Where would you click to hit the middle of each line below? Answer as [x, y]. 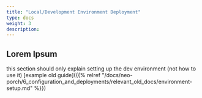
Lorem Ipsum [32, 54]
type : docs [20, 18]
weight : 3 [19, 23]
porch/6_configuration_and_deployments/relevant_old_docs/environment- [99, 82]
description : [23, 29]
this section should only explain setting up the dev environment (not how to [101, 69]
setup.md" [20, 88]
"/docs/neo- [117, 75]
